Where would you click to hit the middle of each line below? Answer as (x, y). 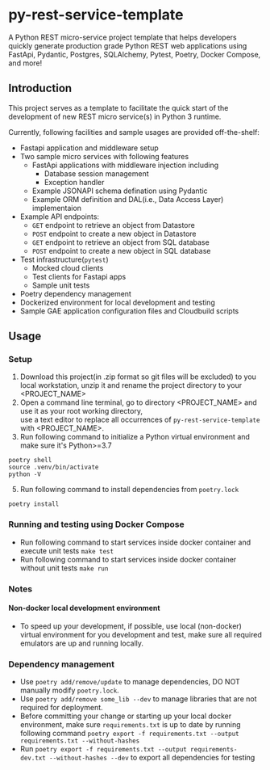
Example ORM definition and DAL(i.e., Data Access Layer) (128, 199)
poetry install (34, 504)
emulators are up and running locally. (81, 643)
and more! (25, 63)
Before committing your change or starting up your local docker (126, 716)
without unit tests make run (64, 568)
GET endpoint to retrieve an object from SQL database (120, 242)
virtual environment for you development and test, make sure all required (141, 634)
